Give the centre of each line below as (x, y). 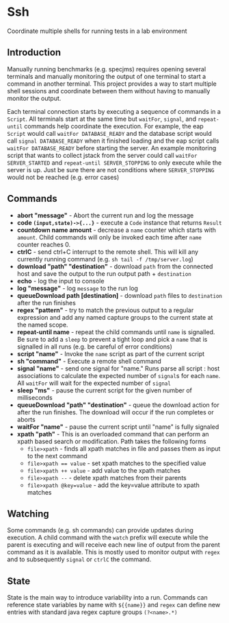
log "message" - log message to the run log (78, 288)
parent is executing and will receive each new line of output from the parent (113, 545)
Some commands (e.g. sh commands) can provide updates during (100, 530)
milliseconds (35, 397)
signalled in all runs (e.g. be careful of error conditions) (94, 346)
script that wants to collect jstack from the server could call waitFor (102, 155)
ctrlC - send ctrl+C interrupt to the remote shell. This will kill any (108, 252)
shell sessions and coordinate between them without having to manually (109, 91)
